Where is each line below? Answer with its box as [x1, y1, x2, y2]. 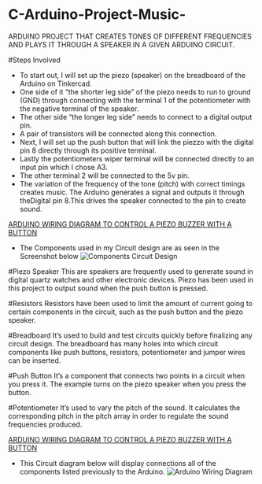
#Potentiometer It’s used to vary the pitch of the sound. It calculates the [8, 403, 241, 412]
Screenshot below [19, 251, 79, 260]
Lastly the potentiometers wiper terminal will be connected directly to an [19, 153, 254, 163]
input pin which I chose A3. [19, 162, 109, 172]
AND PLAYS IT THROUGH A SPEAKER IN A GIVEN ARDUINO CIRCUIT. [8, 39, 235, 49]
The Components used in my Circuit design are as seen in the [19, 242, 220, 253]
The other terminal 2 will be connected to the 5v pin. [19, 171, 190, 180]
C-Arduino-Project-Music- [8, 6, 186, 24]
